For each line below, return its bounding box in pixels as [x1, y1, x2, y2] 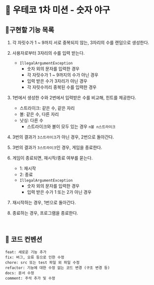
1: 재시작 [19, 165, 36, 171]
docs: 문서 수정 [5, 270, 34, 276]
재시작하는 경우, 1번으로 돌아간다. [12, 200, 76, 205]
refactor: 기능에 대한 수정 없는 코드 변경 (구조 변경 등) [5, 265, 110, 270]
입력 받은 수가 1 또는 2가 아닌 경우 [27, 189, 92, 195]
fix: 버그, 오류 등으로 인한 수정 [5, 254, 64, 260]
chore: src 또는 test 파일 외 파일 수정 [5, 260, 80, 265]
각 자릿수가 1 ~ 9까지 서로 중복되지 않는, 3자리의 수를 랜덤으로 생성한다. [12, 40, 150, 45]
